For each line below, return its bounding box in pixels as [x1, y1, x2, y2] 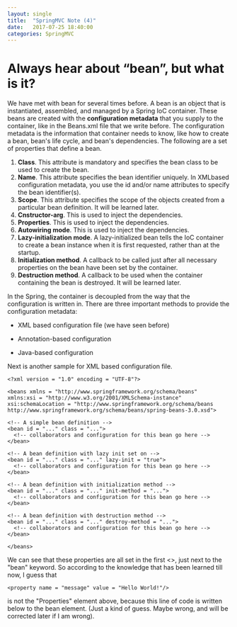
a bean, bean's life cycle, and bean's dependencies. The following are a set [7, 137, 228, 145]
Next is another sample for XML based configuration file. [7, 362, 173, 371]
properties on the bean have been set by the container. [17, 264, 178, 272]
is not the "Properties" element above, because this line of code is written [7, 597, 223, 606]
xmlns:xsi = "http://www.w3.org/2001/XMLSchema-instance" [7, 395, 182, 402]
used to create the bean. [17, 166, 90, 174]
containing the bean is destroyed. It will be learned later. [17, 278, 182, 287]
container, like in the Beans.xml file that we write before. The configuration [7, 122, 225, 130]
